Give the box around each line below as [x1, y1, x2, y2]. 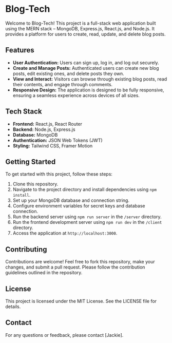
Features [5, 46, 34, 54]
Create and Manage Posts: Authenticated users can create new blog [12, 65, 159, 71]
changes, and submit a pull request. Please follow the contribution [5, 264, 145, 270]
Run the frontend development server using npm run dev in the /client [12, 219, 162, 225]
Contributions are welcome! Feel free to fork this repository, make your [5, 259, 155, 265]
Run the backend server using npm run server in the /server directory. [12, 214, 162, 220]
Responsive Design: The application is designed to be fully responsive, [12, 87, 164, 93]
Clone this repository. [12, 181, 59, 187]
